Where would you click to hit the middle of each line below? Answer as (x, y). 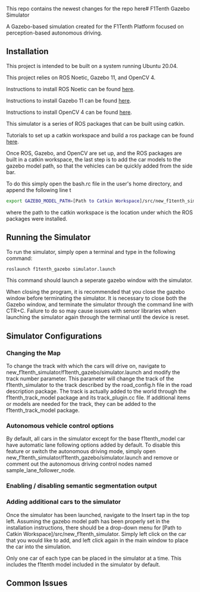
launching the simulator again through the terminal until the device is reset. (98, 317)
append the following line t (39, 190)
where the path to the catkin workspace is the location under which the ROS (100, 212)
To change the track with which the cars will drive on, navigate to (86, 366)
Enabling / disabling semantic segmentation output (82, 486)
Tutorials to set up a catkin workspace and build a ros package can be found (100, 135)
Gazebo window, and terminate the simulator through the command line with (100, 305)
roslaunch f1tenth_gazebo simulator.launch (61, 269)
